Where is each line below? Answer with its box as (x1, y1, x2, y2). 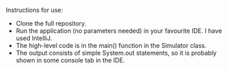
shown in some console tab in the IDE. (15, 56, 125, 64)
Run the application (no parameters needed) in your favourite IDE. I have (15, 27, 222, 35)
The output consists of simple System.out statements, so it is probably (15, 49, 217, 57)
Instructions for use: (6, 6, 63, 14)
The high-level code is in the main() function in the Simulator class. (15, 42, 207, 49)
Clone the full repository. (15, 19, 86, 27)
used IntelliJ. (15, 34, 53, 42)
